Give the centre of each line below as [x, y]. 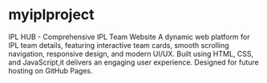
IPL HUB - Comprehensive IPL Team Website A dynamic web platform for [129, 37]
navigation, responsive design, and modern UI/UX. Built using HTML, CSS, [131, 53]
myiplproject [51, 15]
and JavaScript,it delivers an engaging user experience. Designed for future [133, 62]
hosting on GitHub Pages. [51, 70]
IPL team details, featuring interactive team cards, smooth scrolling [119, 45]
